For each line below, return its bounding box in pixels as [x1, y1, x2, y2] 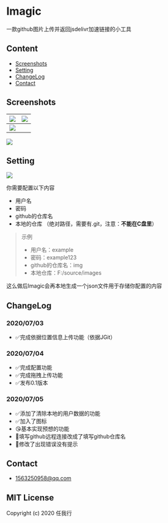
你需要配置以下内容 [6, 184, 55, 191]
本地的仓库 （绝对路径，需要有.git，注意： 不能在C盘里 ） [15, 220, 158, 227]
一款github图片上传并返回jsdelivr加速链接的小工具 [6, 25, 132, 32]
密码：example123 [30, 254, 77, 261]
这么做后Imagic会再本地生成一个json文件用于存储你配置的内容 [6, 282, 163, 289]
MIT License [6, 492, 54, 503]
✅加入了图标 [15, 417, 47, 424]
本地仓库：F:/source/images [30, 269, 102, 277]
